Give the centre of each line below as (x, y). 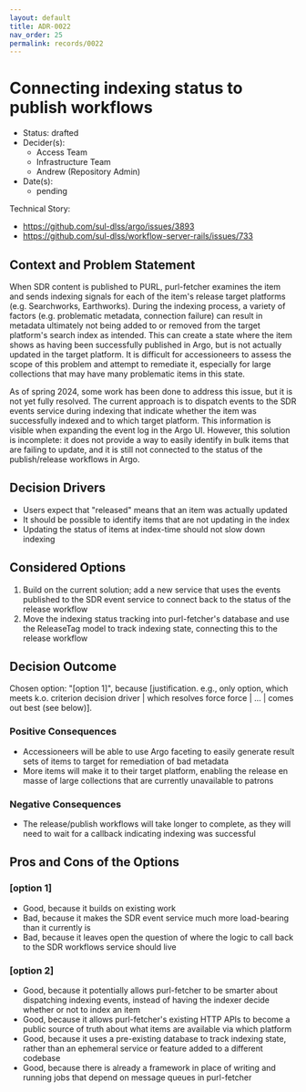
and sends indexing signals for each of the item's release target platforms (148, 296)
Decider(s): (44, 143)
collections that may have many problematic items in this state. (127, 374)
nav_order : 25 (36, 35)
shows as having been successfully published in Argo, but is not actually (146, 345)
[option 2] (32, 970)
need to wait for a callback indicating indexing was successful (139, 834)
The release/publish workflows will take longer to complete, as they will (157, 824)
